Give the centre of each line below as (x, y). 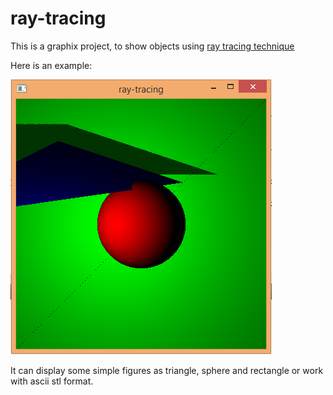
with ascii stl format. (52, 381)
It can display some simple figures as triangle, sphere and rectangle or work (167, 370)
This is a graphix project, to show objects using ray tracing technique (152, 46)
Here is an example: (51, 65)
